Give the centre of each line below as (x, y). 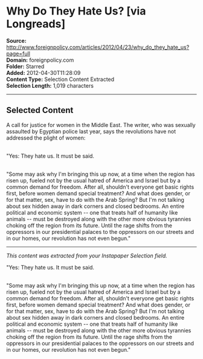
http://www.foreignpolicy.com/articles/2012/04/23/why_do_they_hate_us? (98, 47)
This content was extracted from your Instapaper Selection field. (87, 256)
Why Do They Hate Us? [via (76, 11)
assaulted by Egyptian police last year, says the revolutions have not (91, 131)
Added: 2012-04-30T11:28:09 (43, 73)
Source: (17, 40)
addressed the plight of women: (46, 138)
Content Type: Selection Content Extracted (60, 79)
